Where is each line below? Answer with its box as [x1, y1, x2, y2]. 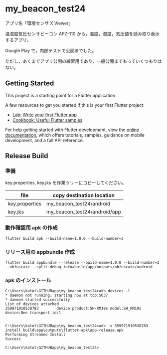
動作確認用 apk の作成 [5, 224, 58, 231]
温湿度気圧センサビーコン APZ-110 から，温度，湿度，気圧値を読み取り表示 [5, 30, 160, 36]
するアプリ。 [5, 37, 31, 43]
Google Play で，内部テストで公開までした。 [5, 47, 97, 53]
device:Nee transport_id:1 [5, 310, 61, 316]
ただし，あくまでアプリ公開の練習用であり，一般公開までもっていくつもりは [5, 58, 162, 64]
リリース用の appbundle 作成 [5, 248, 75, 255]
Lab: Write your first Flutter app [12, 112, 77, 118]
